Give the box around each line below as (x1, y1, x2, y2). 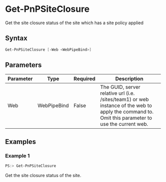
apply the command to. (100, 109, 154, 115)
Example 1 (5, 152, 30, 159)
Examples (5, 137, 36, 146)
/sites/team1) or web (100, 96, 149, 103)
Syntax (5, 34, 28, 42)
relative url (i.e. (100, 90, 135, 97)
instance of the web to (100, 102, 152, 109)
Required (73, 75, 95, 82)
